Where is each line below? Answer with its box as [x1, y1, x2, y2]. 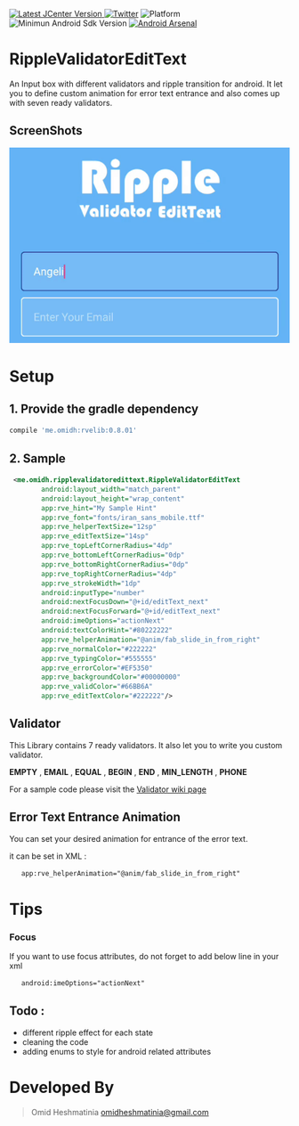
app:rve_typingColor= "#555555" [41, 654, 158, 663]
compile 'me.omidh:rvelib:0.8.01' [9, 426, 138, 436]
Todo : [9, 1003, 45, 1019]
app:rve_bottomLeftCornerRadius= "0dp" [41, 551, 185, 560]
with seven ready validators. [9, 97, 113, 108]
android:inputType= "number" [41, 588, 145, 597]
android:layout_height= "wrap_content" [41, 494, 185, 503]
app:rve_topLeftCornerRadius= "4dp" [41, 542, 174, 551]
